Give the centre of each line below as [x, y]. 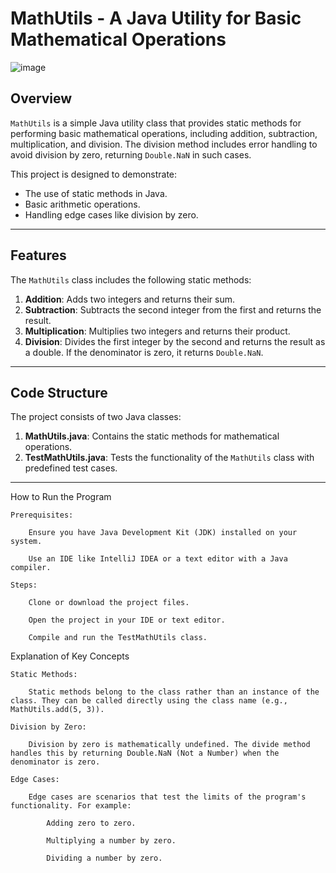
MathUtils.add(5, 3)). [57, 710]
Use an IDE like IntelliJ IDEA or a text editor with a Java [158, 559]
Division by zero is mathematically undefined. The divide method [169, 745]
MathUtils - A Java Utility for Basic [156, 18]
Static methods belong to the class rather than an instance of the [174, 692]
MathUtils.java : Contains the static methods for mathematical [152, 436]
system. [26, 542]
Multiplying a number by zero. [111, 841]
